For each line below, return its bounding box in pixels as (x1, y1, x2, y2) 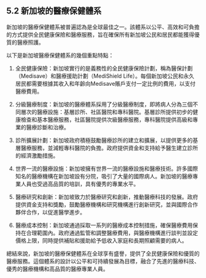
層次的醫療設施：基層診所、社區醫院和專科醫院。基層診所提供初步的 (20, 108, 193, 115)
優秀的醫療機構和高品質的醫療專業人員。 (6, 265, 109, 272)
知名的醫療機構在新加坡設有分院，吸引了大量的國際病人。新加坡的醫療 (15, 172, 193, 179)
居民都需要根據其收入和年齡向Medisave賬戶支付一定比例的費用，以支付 (15, 80, 196, 87)
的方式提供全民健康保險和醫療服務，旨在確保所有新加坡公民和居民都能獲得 (6, 31, 194, 38)
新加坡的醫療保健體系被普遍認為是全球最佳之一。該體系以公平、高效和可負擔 (6, 23, 200, 31)
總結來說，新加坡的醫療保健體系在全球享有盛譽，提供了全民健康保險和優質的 (6, 250, 200, 257)
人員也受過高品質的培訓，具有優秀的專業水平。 (20, 180, 139, 187)
